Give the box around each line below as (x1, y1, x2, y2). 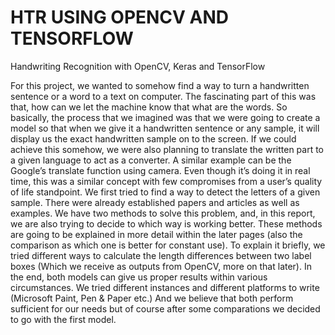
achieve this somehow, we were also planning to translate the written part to (10, 143, 325, 155)
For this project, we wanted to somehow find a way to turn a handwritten (10, 79, 310, 91)
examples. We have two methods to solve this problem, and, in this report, (10, 207, 316, 219)
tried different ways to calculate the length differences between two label (10, 249, 312, 261)
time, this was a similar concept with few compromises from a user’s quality (10, 175, 323, 187)
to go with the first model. (10, 313, 117, 325)
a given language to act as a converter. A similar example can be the (10, 154, 292, 166)
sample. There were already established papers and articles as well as (10, 196, 300, 208)
